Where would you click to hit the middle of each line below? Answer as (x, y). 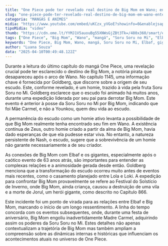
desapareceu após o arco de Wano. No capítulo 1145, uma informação (77, 77)
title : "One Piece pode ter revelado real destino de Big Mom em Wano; (81, 10)
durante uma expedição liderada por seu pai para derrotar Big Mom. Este (80, 98)
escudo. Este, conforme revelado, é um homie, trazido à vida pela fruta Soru (84, 87)
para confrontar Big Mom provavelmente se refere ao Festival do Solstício (81, 181)
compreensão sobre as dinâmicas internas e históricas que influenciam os (82, 233)
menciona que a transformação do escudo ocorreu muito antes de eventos (82, 170)
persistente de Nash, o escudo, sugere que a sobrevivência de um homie (80, 140)
